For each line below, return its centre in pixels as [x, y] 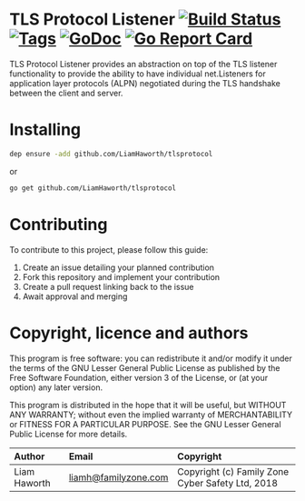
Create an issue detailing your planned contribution [118, 267]
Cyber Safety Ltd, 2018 [227, 483]
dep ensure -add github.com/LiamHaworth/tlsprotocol [111, 154]
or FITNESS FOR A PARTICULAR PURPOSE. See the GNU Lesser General [145, 424]
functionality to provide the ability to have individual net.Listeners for [138, 74]
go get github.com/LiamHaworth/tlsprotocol [93, 188]
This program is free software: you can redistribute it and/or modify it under [151, 358]
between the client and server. [66, 93]
